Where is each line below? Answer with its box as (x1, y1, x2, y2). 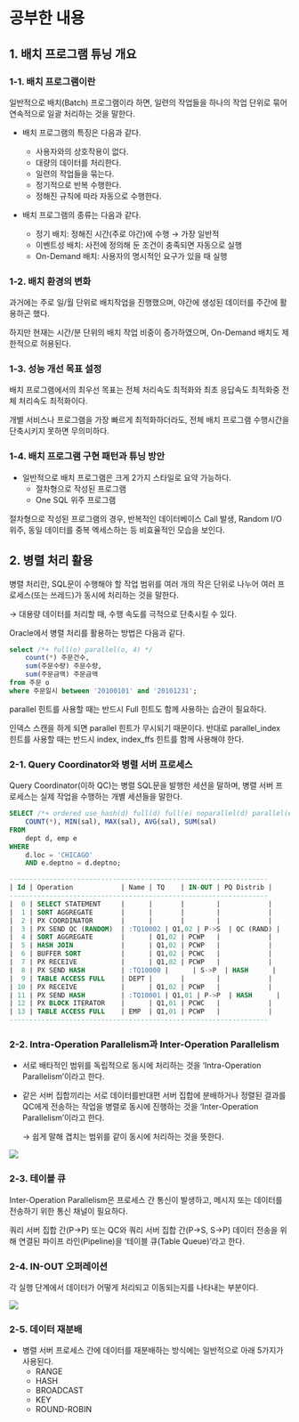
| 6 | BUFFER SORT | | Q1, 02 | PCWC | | (9, 949, 273, 958)
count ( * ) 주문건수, (25, 654, 91, 662)
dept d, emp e (25, 833, 77, 842)
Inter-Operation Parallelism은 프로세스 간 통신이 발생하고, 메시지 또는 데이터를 (9, 1194, 283, 1205)
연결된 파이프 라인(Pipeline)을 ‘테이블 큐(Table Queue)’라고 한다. (18, 1235, 246, 1247)
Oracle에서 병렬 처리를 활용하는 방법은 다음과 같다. (9, 627, 185, 638)
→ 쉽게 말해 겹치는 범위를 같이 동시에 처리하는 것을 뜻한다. (21, 1132, 224, 1142)
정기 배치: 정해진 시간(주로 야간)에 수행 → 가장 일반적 (35, 228, 220, 239)
